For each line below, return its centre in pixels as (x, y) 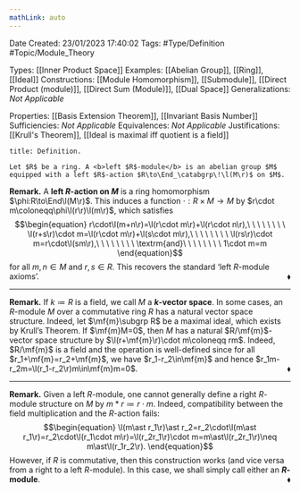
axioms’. (25, 276)
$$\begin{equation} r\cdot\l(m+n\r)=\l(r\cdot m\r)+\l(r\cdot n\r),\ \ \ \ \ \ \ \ (150, 224)
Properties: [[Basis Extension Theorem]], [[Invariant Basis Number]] (134, 115)
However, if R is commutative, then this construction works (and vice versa (147, 460)
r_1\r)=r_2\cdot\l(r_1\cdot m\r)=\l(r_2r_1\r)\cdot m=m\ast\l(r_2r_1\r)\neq (150, 437)
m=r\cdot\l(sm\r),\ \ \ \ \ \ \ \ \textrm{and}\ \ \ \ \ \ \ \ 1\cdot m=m (150, 243)
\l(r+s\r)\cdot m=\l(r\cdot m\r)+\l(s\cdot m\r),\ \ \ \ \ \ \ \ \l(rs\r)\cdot (150, 233)
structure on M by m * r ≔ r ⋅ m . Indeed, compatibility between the (161, 403)
